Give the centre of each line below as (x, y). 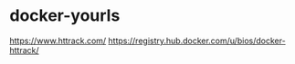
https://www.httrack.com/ (58, 41)
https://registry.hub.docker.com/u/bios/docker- (197, 41)
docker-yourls (65, 16)
